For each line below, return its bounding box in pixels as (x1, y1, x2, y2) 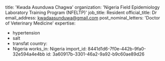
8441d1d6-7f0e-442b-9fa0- (88, 46, 146, 51)
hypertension (12, 30, 40, 35)
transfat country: (12, 40, 48, 46)
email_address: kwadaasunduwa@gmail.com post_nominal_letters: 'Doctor (5, 15, 160, 20)
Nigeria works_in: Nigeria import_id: (12, 46, 87, 51)
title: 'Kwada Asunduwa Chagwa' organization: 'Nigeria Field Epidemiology (5, 4, 160, 10)
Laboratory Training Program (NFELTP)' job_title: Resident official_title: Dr (5, 9, 157, 15)
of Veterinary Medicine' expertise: (5, 20, 76, 26)
